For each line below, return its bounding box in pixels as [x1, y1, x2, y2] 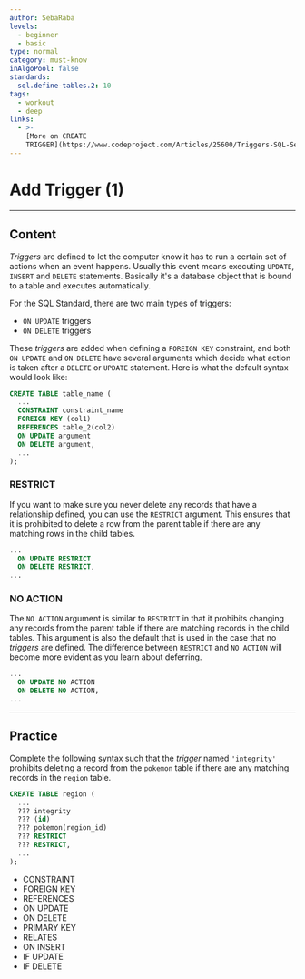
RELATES [22, 932, 58, 943]
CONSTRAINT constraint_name [17, 406, 124, 415]
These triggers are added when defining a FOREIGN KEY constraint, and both [9, 342, 291, 353]
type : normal [9, 47, 59, 56]
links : [9, 115, 34, 124]
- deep [17, 106, 43, 116]
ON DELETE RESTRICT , [17, 562, 95, 571]
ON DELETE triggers [22, 325, 92, 336]
